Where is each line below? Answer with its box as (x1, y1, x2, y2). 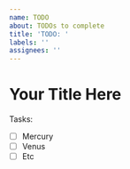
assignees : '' (9, 46, 62, 55)
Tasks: (9, 114, 34, 125)
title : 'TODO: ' (9, 29, 69, 38)
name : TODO (9, 12, 50, 22)
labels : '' (9, 37, 50, 47)
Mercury (21, 131, 54, 142)
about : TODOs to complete (9, 21, 104, 30)
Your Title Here (9, 84, 122, 105)
